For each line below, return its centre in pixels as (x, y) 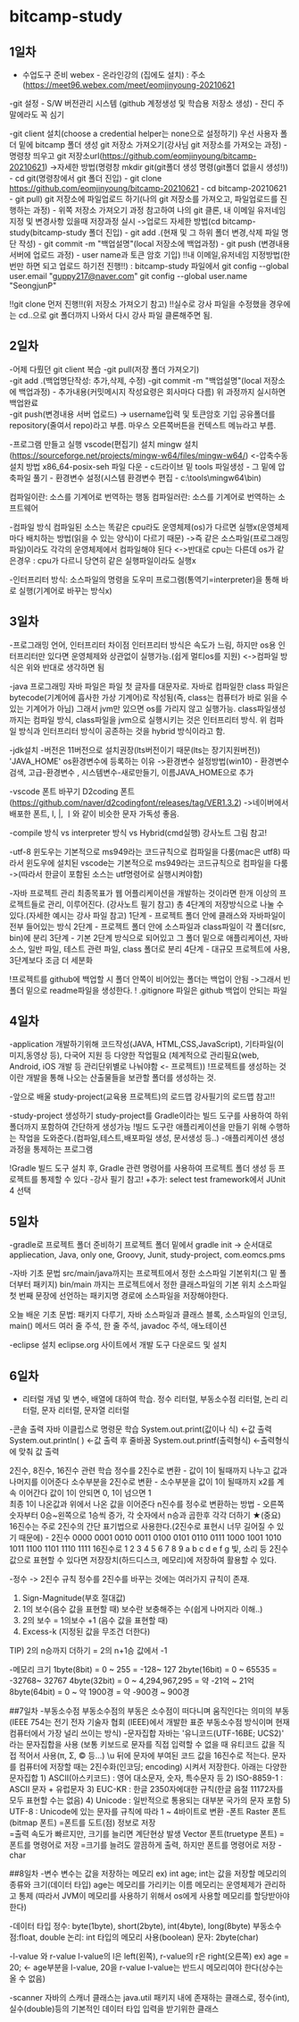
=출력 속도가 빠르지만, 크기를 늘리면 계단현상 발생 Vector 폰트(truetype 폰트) (143, 1834)
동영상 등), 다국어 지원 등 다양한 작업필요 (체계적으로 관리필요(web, (142, 1055)
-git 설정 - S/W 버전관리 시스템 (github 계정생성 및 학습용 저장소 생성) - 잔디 (142, 103)
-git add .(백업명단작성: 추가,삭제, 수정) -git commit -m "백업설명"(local (135, 380)
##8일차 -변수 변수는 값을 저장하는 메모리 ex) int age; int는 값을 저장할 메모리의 (148, 1874)
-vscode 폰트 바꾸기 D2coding (64, 791)
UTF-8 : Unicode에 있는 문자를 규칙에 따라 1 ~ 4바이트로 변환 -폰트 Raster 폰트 (148, 1812)
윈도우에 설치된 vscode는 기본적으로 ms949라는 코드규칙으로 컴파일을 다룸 (157, 863)
